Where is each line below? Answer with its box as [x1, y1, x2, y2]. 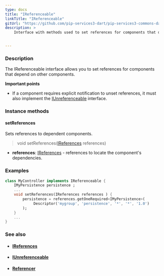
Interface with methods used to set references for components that [14, 30, 156, 35]
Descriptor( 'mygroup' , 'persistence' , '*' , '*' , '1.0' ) [33, 201, 150, 206]
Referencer [12, 266, 36, 272]
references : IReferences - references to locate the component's [12, 150, 142, 156]
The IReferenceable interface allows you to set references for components [5, 66, 155, 72]
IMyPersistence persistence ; [14, 183, 76, 188]
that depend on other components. [5, 72, 75, 77]
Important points [5, 81, 40, 87]
